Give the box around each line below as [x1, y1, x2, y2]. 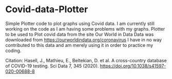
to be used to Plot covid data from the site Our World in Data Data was [5, 31, 154, 37]
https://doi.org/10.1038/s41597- [100, 63, 166, 69]
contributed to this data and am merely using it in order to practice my [5, 42, 154, 48]
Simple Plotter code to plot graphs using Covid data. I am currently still [5, 20, 155, 27]
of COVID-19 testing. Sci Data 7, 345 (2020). [5, 63, 99, 69]
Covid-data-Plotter [5, 4, 88, 15]
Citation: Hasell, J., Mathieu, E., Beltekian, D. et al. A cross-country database [5, 57, 167, 63]
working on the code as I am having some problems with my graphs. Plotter [5, 25, 165, 32]
